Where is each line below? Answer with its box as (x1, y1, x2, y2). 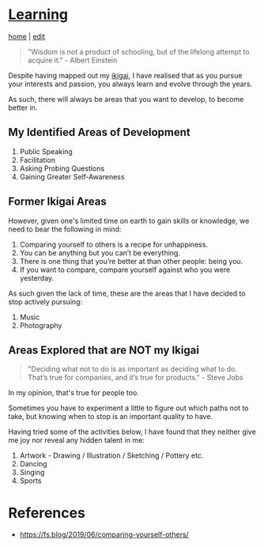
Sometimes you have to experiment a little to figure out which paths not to (8, 403, 249, 413)
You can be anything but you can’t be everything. (19, 247, 180, 258)
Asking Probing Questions (19, 164, 105, 173)
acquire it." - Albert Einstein (27, 55, 118, 65)
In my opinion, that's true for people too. (8, 388, 140, 398)
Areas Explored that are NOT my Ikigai (8, 343, 200, 356)
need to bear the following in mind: (8, 224, 122, 234)
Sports (19, 476, 42, 485)
